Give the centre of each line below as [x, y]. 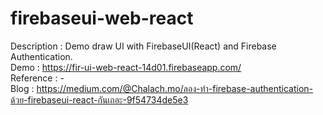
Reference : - [37, 78]
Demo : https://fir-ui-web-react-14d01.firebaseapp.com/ [126, 67]
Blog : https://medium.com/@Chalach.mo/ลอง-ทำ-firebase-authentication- [162, 88]
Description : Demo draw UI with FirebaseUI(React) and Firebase [143, 46]
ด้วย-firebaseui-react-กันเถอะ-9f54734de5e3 [99, 99]
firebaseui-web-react [102, 18]
